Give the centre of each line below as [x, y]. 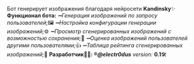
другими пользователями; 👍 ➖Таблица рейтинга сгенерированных [95, 45]
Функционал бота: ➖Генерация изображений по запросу [82, 15]
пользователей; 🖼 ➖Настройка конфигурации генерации [81, 23]
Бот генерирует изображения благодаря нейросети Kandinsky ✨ [91, 9]
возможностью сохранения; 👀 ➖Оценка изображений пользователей [97, 38]
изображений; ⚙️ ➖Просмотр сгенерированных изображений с [89, 31]
